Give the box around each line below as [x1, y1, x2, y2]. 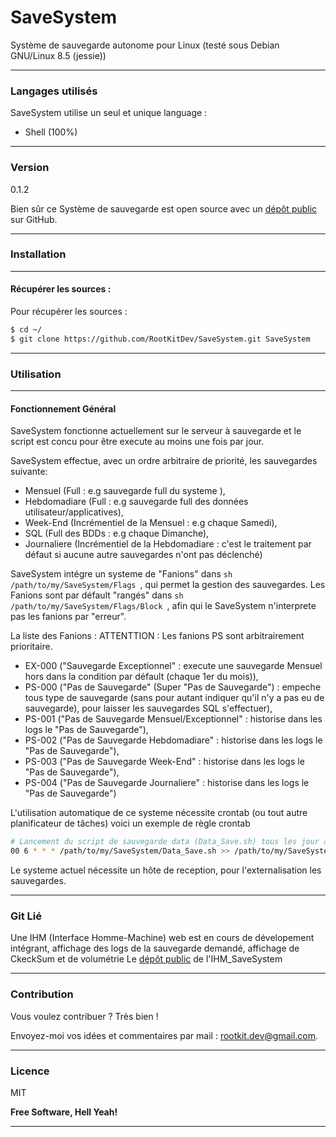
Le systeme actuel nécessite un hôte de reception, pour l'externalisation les [10, 864, 322, 876]
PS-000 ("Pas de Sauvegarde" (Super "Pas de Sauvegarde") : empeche [24, 681, 322, 693]
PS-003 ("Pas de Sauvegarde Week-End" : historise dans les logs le [24, 756, 305, 768]
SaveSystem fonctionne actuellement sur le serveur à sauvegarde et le [10, 425, 302, 437]
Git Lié [10, 909, 43, 923]
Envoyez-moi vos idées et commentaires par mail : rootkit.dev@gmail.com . [10, 1029, 319, 1041]
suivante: [10, 466, 48, 478]
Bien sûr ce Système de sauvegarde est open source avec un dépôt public [10, 202, 318, 215]
